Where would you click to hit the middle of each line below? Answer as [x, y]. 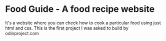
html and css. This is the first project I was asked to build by [67, 28]
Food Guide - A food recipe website [80, 9]
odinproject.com [22, 33]
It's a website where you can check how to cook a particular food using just [83, 23]
